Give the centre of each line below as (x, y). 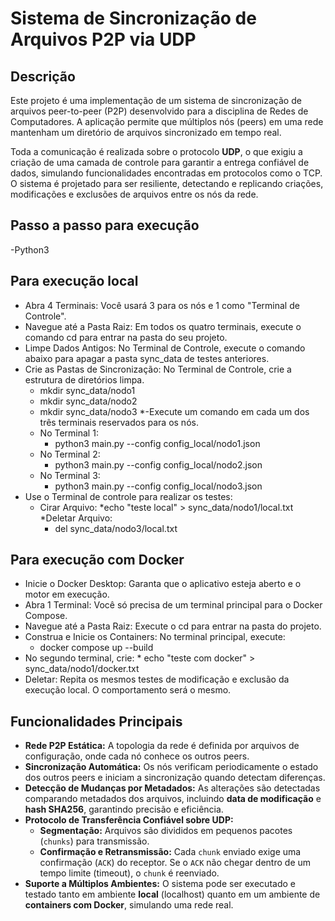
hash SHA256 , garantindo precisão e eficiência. (124, 809)
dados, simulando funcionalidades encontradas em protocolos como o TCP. (166, 173)
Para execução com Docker (97, 560)
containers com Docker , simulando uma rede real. (129, 905)
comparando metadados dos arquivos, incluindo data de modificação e (173, 799)
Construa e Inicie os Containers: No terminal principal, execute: (155, 637)
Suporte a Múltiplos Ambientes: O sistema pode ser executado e (160, 884)
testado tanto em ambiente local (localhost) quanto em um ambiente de (172, 894)
